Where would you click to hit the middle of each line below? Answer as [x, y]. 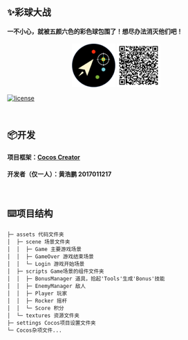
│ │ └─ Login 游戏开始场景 [46, 264]
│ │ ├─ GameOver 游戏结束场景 [51, 256]
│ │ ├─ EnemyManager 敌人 [47, 286]
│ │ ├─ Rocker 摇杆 [37, 300]
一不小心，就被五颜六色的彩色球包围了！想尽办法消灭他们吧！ [95, 31]
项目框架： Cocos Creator [44, 157]
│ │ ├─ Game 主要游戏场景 [44, 249]
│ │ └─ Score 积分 [36, 308]
